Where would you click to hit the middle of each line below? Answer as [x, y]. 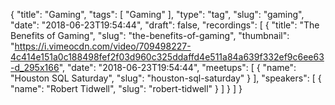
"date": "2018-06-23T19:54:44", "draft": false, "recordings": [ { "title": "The [165, 25]
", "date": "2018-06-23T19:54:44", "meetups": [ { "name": [177, 67]
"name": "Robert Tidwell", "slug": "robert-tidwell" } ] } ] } [126, 88]
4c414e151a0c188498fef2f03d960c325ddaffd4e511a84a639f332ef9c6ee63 [167, 57]
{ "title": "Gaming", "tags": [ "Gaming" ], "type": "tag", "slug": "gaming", [157, 14]
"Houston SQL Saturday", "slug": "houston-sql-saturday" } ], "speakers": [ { [166, 78]
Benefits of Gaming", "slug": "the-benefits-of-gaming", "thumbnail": [150, 35]
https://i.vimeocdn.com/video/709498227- [103, 46]
